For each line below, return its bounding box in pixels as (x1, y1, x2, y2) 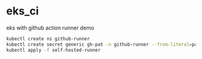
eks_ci (6, 4, 39, 18)
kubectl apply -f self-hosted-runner (6, 47, 101, 53)
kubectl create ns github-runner (6, 36, 90, 42)
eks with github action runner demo (6, 24, 94, 31)
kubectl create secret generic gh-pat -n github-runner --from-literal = (6, 41, 192, 48)
